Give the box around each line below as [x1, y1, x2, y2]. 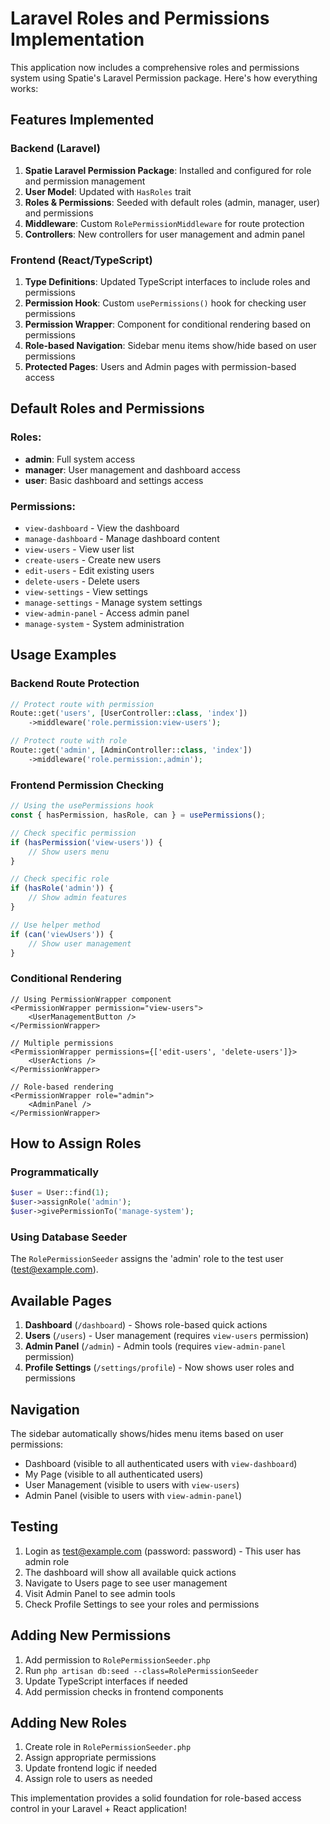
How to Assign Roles [10, 1135, 142, 1152]
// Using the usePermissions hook [10, 801, 155, 811]
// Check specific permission [10, 828, 137, 838]
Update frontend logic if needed [24, 1762, 158, 1774]
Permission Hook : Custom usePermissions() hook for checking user [24, 297, 307, 309]
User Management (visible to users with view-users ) [24, 1478, 240, 1491]
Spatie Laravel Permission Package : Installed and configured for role [24, 164, 312, 176]
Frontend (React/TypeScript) [10, 253, 153, 267]
